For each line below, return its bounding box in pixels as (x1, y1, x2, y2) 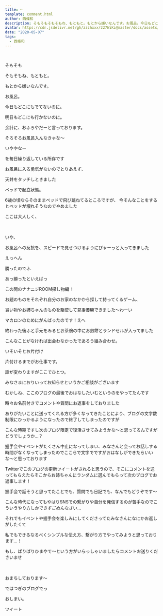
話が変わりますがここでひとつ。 (5, 369, 69, 375)
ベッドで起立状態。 (5, 186, 44, 193)
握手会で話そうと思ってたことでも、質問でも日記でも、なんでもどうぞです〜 (5, 488, 158, 494)
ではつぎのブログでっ (5, 585, 48, 591)
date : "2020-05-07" (5, 30, 45, 35)
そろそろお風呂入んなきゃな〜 (5, 135, 65, 140)
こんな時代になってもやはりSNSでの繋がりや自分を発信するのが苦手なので (5, 498, 154, 505)
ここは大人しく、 (5, 213, 39, 219)
